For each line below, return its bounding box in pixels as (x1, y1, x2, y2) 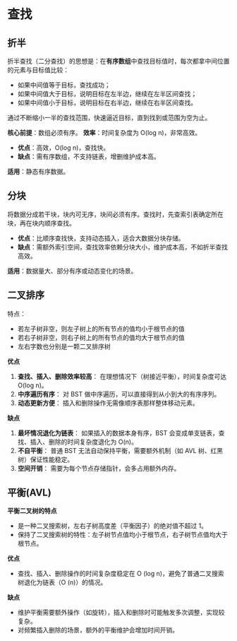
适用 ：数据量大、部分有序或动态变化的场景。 (7, 266, 138, 275)
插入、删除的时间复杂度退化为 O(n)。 (30, 437, 138, 446)
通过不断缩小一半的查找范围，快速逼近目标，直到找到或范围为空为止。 (7, 114, 212, 122)
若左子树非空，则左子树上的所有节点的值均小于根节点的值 (17, 324, 185, 333)
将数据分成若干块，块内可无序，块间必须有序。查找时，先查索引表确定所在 (7, 210, 224, 218)
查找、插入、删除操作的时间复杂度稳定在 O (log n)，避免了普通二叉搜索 (17, 570, 224, 578)
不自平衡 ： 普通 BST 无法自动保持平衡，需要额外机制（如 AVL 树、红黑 (17, 446, 224, 454)
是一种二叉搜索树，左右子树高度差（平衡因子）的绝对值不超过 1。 (17, 522, 208, 530)
